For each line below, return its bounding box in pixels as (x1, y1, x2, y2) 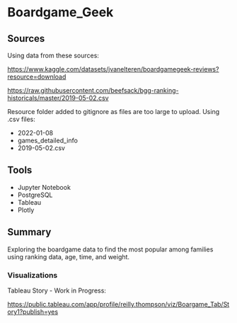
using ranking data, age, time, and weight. (7, 252, 129, 261)
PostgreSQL (17, 191, 53, 199)
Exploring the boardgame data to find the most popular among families (7, 245, 214, 254)
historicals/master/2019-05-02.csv (7, 93, 109, 102)
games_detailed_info (17, 136, 78, 144)
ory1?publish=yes (7, 307, 59, 316)
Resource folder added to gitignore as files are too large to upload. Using (7, 108, 220, 115)
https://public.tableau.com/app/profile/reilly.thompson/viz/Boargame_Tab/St (7, 300, 230, 308)
